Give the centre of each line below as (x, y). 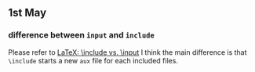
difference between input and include (81, 35)
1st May (27, 13)
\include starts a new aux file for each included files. (93, 60)
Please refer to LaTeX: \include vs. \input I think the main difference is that (127, 52)
